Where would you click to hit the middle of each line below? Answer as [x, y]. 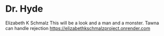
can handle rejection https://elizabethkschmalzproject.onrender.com [78, 28]
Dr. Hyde [24, 9]
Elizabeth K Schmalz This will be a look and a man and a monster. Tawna [82, 23]
